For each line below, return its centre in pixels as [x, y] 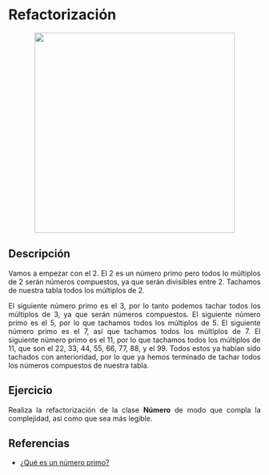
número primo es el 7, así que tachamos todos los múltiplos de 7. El [134, 331]
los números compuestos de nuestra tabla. [79, 365]
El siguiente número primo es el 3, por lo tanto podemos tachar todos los [134, 305]
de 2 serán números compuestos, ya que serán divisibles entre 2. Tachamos [134, 281]
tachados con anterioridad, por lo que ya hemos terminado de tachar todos [134, 356]
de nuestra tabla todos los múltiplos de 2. [76, 290]
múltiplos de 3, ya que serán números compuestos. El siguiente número [134, 314]
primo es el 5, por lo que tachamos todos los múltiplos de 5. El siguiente [134, 323]
